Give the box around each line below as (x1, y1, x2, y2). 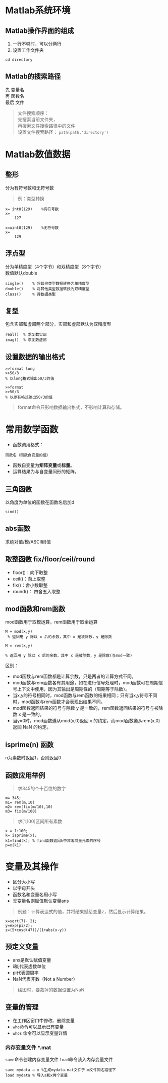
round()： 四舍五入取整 (12, 588, 61, 594)
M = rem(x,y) (5, 643, 33, 648)
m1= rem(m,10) (5, 800, 35, 805)
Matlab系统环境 (5, 5, 71, 16)
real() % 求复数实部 (5, 332, 47, 337)
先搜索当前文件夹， (17, 116, 58, 122)
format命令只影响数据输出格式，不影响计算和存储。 (17, 404, 125, 410)
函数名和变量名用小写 (12, 892, 57, 897)
